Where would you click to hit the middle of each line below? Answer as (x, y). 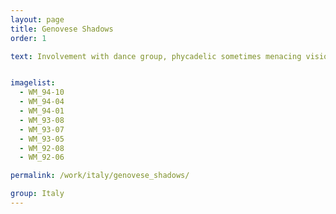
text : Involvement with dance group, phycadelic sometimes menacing (156, 56)
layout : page (37, 19)
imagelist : (33, 83)
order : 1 (28, 38)
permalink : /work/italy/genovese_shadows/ (100, 176)
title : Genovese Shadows (62, 29)
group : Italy (37, 194)
